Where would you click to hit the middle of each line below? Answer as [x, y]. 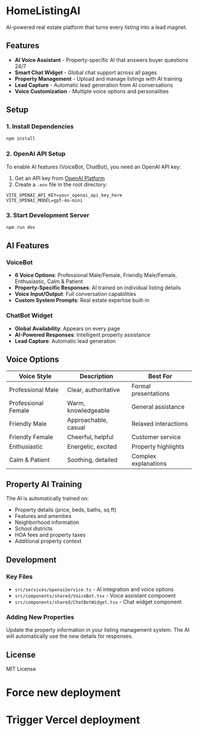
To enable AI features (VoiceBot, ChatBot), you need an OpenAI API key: [94, 167]
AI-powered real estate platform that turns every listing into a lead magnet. [97, 27]
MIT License [21, 669]
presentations [151, 393]
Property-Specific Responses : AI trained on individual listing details [98, 288]
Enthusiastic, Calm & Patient [49, 282]
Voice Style [35, 376]
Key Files [19, 576]
